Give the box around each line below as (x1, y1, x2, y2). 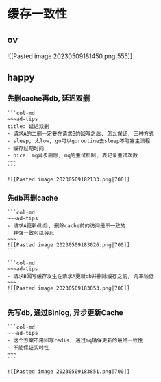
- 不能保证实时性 (7, 344, 49, 351)
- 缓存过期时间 (7, 144, 45, 151)
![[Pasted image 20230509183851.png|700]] (7, 368, 130, 375)
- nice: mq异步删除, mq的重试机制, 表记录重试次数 (7, 152, 138, 159)
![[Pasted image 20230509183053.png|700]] (7, 285, 130, 292)
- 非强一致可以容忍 (7, 229, 55, 236)
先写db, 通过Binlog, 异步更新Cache (7, 307, 123, 317)
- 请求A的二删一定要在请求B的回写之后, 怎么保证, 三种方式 (7, 130, 154, 137)
